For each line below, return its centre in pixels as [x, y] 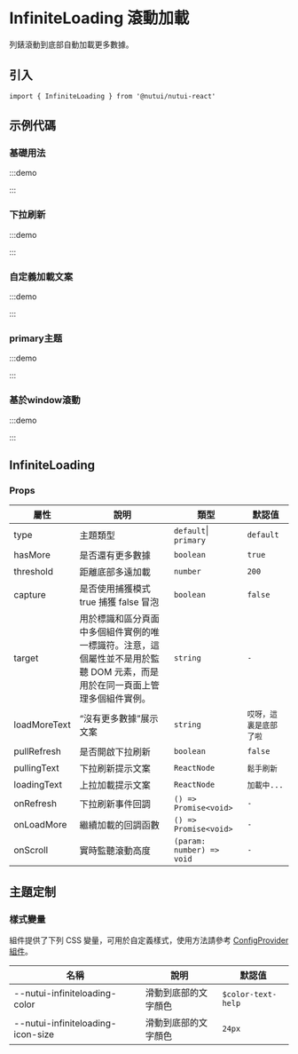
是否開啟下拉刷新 [115, 752]
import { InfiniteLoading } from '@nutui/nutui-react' [113, 96]
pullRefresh [38, 751]
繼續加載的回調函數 [119, 825]
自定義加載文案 [41, 276]
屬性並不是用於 [119, 659]
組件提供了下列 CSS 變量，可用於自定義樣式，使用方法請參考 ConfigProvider [149, 940]
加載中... [265, 785]
